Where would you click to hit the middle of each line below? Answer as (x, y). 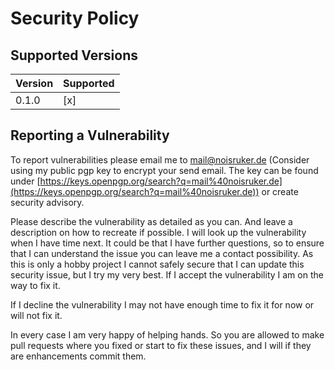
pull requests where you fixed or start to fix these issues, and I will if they (161, 345)
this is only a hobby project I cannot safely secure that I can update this (157, 264)
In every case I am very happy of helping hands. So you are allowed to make (167, 334)
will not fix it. (36, 315)
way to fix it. (35, 285)
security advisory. (47, 202)
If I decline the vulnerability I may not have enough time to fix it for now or (162, 304)
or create (280, 191)
